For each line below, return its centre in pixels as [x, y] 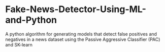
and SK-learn [19, 44]
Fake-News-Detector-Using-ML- [76, 9]
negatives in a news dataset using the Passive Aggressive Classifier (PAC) [83, 39]
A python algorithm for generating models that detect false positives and [81, 34]
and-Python [31, 20]
